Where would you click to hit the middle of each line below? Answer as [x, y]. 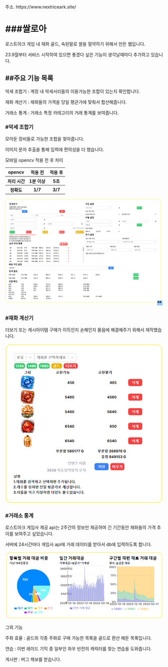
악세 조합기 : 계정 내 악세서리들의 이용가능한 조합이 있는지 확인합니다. [73, 91]
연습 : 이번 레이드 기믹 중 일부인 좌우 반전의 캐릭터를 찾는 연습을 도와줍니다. [78, 649]
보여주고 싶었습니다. [34, 534]
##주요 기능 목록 [29, 78]
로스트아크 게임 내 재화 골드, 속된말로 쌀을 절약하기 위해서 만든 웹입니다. [75, 44]
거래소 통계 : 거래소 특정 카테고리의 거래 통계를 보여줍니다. [62, 113]
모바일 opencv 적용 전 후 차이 [34, 160]
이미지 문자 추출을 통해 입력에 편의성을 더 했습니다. [55, 150]
